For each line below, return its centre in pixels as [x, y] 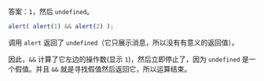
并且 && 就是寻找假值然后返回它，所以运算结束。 [113, 68]
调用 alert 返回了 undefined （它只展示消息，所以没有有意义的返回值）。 [124, 42]
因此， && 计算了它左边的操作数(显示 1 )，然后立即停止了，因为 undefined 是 [128, 59]
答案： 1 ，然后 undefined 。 [51, 11]
